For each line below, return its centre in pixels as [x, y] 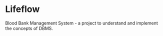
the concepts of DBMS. [29, 28]
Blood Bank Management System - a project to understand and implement [82, 23]
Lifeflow [22, 9]
